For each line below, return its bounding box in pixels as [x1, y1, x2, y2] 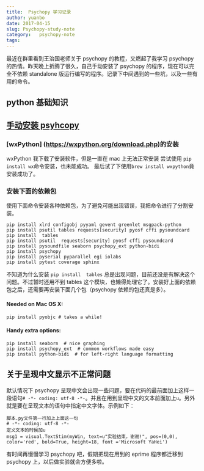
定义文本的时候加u [6, 427, 46, 433]
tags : [6, 37, 20, 43]
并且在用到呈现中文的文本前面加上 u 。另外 [90, 394, 195, 401]
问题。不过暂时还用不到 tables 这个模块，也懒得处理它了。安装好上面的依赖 [6, 279, 196, 286]
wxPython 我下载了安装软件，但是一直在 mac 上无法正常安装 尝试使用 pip [6, 155, 192, 162]
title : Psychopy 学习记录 [6, 9, 71, 15]
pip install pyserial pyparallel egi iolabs [6, 254, 122, 260]
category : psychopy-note [6, 32, 75, 38]
